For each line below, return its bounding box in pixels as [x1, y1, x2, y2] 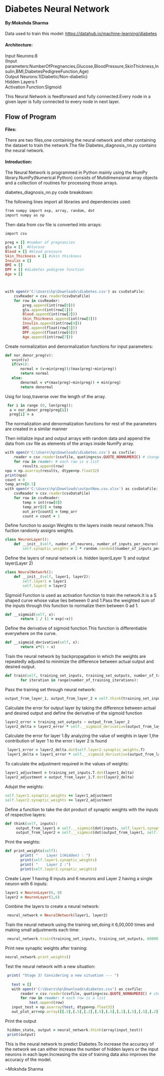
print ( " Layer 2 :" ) [20, 862, 71, 867]
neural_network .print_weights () [5, 955, 71, 960]
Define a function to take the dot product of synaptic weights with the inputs [5, 806, 159, 812]
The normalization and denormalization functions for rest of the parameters [5, 421, 157, 427]
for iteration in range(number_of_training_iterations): [20, 677, 139, 682]
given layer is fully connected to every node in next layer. [5, 99, 120, 105]
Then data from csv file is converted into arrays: [5, 222, 102, 228]
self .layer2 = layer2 [22, 583, 67, 588]
